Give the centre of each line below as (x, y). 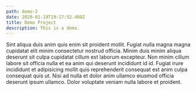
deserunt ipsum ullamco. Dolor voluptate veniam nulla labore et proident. (94, 82)
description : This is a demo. (43, 28)
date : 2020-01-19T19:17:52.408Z (45, 17)
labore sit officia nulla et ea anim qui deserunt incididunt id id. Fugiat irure (95, 63)
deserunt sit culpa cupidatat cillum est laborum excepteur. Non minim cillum (98, 57)
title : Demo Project (31, 22)
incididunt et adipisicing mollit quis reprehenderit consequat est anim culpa (97, 70)
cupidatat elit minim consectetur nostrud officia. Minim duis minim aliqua (94, 51)
